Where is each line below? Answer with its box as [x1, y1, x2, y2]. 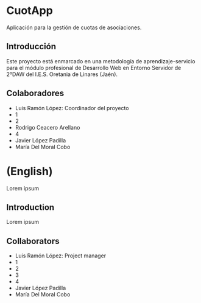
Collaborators [6, 235, 60, 246]
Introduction [6, 202, 55, 212]
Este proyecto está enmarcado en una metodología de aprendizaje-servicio [6, 57, 196, 64]
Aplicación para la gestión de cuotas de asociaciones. [6, 24, 142, 31]
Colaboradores [6, 88, 65, 99]
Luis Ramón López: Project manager [15, 252, 107, 259]
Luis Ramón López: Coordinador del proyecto [15, 104, 129, 111]
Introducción [6, 41, 57, 52]
